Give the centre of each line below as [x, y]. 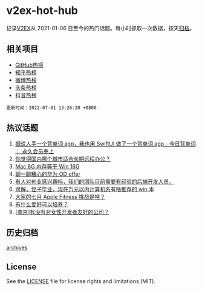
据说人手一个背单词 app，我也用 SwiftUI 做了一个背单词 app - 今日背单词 [106, 144]
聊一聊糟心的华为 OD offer [47, 174]
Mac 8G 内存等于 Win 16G [47, 166]
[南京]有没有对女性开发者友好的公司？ [62, 212]
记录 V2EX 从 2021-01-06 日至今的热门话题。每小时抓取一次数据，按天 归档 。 [101, 28]
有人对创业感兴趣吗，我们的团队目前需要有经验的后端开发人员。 [94, 181]
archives [17, 248]
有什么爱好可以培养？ [41, 204]
